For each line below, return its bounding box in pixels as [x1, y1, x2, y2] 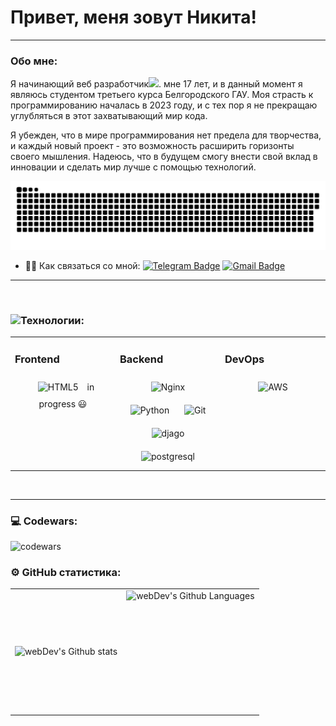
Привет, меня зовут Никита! [10, 6, 257, 29]
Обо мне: [10, 54, 58, 68]
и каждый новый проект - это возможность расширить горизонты [10, 140, 295, 152]
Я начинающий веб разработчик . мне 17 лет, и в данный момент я [10, 78, 303, 90]
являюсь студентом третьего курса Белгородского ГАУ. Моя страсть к [10, 89, 314, 101]
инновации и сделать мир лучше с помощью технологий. [10, 161, 257, 173]
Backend [119, 352, 164, 366]
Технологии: [20, 313, 85, 327]
